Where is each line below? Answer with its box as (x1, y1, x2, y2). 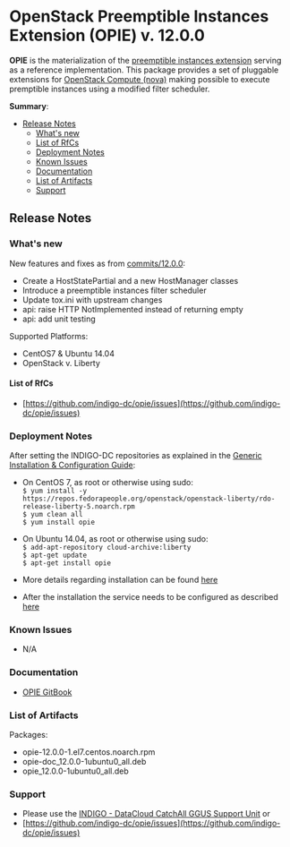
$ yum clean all (21, 510, 83, 519)
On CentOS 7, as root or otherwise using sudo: (21, 477, 194, 488)
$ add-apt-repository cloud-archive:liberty (21, 543, 192, 552)
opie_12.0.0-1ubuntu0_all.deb (21, 766, 130, 776)
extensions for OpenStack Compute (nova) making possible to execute (9, 73, 270, 84)
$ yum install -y (21, 486, 88, 496)
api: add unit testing (21, 313, 96, 324)
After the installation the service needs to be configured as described (21, 592, 279, 603)
